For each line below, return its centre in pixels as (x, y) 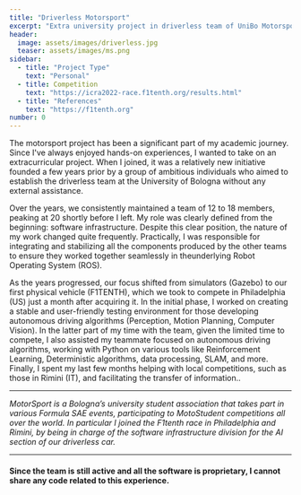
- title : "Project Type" (64, 68)
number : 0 (28, 117)
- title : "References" (60, 101)
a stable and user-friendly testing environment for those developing (134, 311)
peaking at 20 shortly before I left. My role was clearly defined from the (141, 218)
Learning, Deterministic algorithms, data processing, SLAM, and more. (139, 359)
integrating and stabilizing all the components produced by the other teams (148, 247)
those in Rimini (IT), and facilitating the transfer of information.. (125, 378)
